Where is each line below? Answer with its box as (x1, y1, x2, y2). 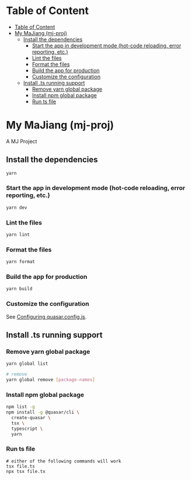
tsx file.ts (6, 463, 35, 469)
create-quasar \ (11, 415, 51, 420)
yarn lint (6, 232, 30, 238)
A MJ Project (6, 137, 37, 144)
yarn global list (6, 361, 48, 367)
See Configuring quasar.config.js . (6, 313, 87, 320)
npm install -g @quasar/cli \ (6, 409, 80, 416)
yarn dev (6, 205, 27, 210)
